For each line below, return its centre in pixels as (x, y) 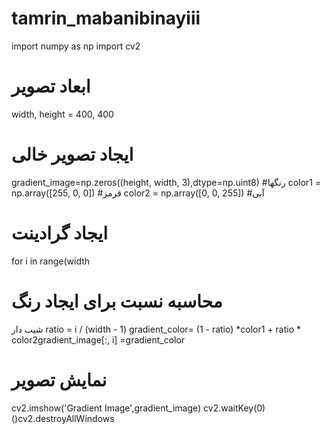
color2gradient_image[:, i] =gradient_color (98, 339)
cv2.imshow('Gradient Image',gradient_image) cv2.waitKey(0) (138, 408)
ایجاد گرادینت (60, 233)
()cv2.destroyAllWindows (63, 418)
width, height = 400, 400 (62, 114)
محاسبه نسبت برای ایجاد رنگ (117, 301)
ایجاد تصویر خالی (72, 154)
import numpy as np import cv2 (76, 46)
